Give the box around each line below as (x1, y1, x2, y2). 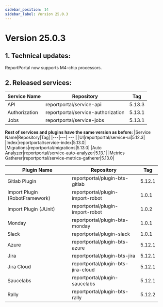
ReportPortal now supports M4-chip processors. (5, 65, 102, 70)
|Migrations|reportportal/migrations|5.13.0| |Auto (5, 145, 102, 151)
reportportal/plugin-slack (72, 231, 130, 238)
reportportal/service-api (45, 101, 102, 108)
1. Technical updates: (5, 52, 71, 60)
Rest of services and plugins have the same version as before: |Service (5, 129, 151, 135)
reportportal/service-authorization (45, 109, 125, 116)
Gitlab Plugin (7, 178, 36, 185)
